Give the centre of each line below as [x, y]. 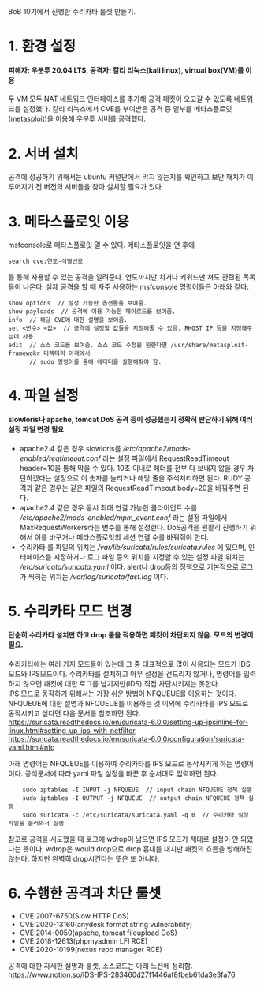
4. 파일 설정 [43, 396]
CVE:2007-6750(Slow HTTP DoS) [74, 916]
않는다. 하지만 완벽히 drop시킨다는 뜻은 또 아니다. [84, 859]
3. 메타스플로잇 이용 [69, 221]
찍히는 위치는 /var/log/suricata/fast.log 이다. [98, 576]
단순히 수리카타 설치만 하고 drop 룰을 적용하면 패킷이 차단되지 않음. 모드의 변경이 [131, 635]
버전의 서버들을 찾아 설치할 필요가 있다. [104, 187]
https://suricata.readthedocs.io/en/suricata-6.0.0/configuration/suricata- [126, 739]
